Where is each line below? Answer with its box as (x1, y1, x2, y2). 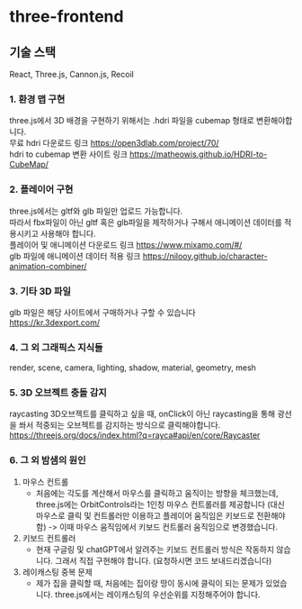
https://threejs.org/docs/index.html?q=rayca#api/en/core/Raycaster (9, 430, 261, 441)
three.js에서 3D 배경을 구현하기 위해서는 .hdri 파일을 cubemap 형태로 (9, 115, 254, 126)
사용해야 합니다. (40, 228, 96, 239)
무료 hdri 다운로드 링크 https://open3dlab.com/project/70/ (9, 138, 219, 149)
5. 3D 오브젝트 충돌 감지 (9, 386, 108, 399)
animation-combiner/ (9, 260, 87, 271)
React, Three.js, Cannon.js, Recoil (9, 69, 135, 79)
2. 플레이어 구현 (9, 183, 74, 195)
